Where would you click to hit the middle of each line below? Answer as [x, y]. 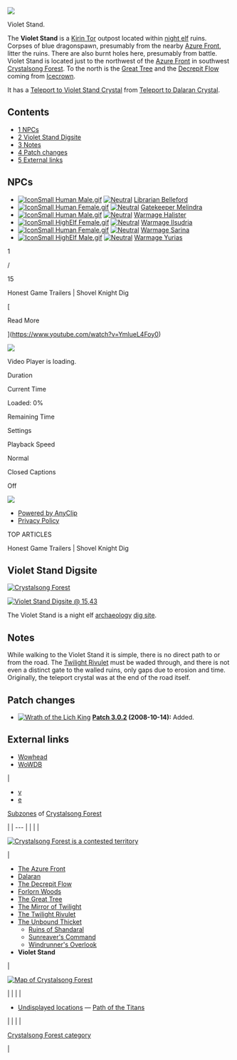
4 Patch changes [42, 152]
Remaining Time [31, 417]
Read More [23, 320]
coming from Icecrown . [42, 76]
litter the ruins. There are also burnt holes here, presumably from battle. [112, 53]
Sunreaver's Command [62, 937]
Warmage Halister [160, 215]
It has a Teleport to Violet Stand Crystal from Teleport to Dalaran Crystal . [114, 90]
